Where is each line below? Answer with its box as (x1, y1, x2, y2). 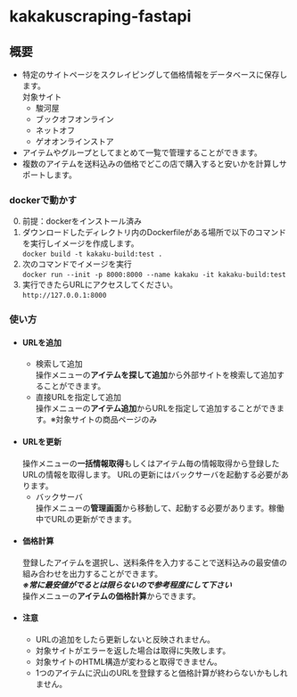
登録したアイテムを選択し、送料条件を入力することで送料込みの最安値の (21, 557, 287, 568)
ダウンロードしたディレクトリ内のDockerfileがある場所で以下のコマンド (21, 227, 287, 238)
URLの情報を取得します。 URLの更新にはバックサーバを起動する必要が (21, 469, 281, 480)
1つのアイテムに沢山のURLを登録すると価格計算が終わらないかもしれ (35, 668, 288, 678)
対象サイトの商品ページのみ (55, 414, 158, 425)
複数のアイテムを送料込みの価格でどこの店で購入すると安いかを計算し (21, 159, 279, 168)
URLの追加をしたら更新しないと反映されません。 (35, 635, 216, 645)
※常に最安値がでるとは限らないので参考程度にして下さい (21, 579, 232, 590)
